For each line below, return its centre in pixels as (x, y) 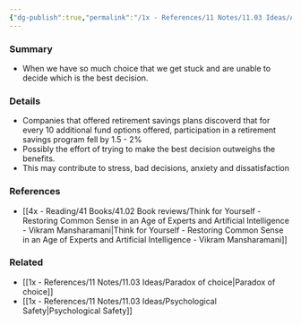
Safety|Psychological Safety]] (77, 311)
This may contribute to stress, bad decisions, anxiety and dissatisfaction (155, 168)
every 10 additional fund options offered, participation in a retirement (149, 130)
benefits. (39, 158)
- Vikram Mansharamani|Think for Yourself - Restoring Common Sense (153, 230)
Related (26, 262)
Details (25, 101)
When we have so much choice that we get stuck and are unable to (146, 68)
